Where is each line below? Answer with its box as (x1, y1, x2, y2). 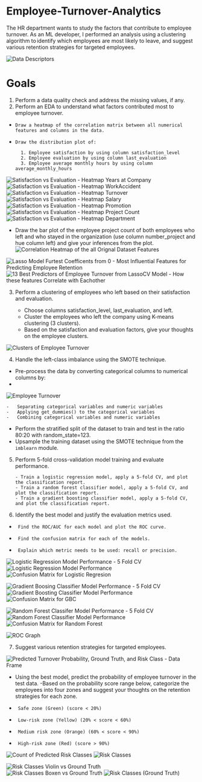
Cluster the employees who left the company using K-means (24, 313, 174, 320)
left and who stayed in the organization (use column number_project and (14, 233, 196, 240)
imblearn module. (14, 444, 59, 451)
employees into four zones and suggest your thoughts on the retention (14, 686, 191, 693)
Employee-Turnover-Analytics (6, 4, 162, 18)
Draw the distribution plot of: (14, 139, 96, 145)
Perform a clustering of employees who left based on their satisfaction (14, 288, 191, 296)
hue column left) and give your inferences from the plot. (14, 239, 154, 246)
